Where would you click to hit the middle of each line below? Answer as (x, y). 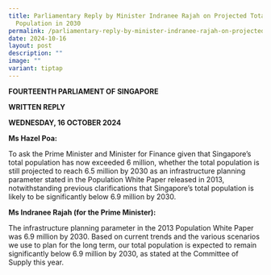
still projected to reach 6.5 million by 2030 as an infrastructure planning (127, 171)
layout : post (30, 46)
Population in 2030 (48, 23)
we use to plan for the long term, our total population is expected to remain (133, 245)
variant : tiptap (35, 69)
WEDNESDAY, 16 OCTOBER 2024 (65, 123)
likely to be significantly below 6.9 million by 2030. (92, 196)
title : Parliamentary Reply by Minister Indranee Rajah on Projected (128, 16)
